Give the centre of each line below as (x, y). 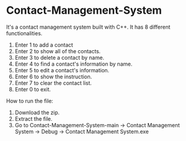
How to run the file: (30, 101)
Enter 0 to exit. (33, 89)
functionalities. (24, 33)
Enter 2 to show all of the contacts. (58, 51)
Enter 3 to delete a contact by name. (59, 57)
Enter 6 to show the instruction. (53, 76)
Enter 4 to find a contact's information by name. (74, 64)
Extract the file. (33, 119)
